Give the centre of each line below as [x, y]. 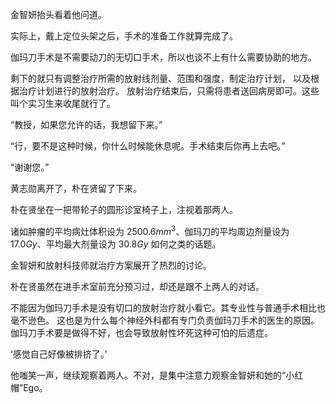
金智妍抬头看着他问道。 [58, 14]
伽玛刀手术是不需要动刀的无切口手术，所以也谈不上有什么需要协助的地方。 [163, 57]
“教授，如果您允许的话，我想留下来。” [86, 124]
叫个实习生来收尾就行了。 [63, 103]
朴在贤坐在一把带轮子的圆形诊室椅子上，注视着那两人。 [124, 209]
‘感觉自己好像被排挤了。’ [59, 354]
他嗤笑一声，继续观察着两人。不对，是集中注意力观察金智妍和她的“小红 [157, 375]
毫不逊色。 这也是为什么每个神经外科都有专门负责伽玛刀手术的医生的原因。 [165, 320]
